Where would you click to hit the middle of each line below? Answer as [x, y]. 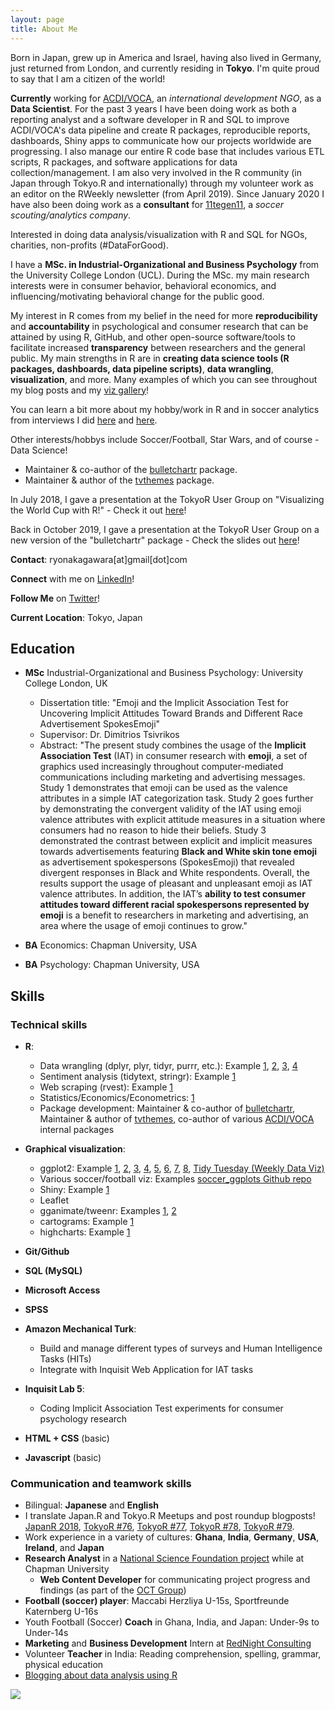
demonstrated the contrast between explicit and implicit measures [176, 841]
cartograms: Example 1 [87, 1221]
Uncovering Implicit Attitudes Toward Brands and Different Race [171, 713]
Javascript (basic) [63, 1457]
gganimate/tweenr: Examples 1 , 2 [108, 1210]
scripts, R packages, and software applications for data [124, 162]
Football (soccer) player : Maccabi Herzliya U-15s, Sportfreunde [157, 1601]
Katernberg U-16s [61, 1612]
